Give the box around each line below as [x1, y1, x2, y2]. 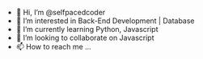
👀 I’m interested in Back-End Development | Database [15, 16, 196, 26]
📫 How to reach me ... [15, 42, 91, 51]
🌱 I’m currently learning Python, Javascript [15, 25, 159, 33]
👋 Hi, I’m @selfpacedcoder [15, 8, 106, 17]
